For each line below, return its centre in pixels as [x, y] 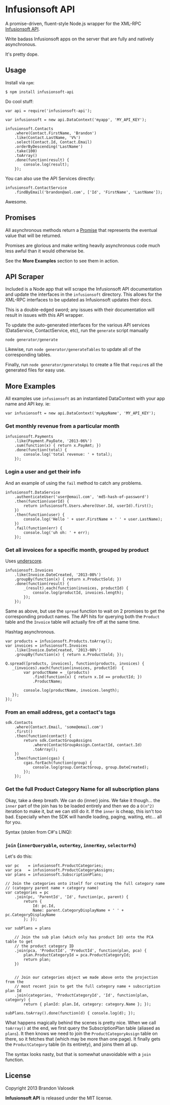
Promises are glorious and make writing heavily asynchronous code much [83, 245]
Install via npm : [20, 82]
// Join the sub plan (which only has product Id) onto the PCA [84, 937]
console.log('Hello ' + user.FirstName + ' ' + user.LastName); [93, 519]
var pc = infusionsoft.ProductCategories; [54, 865]
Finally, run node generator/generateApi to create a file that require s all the [84, 365]
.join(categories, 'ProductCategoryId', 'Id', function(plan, [82, 995]
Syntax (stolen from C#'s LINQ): [39, 832]
